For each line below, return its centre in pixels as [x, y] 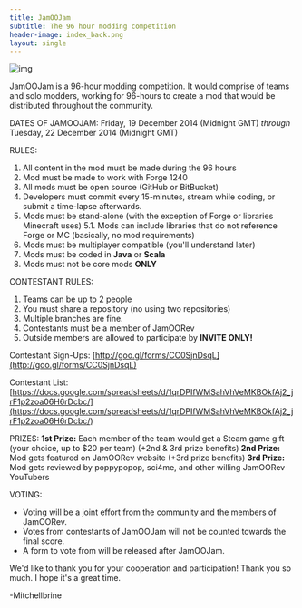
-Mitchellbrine [35, 595]
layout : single [38, 43]
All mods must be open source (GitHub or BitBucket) [121, 188]
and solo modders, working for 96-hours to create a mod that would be [142, 96]
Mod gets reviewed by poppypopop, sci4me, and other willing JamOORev [147, 468]
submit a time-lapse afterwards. [82, 207]
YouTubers [29, 478]
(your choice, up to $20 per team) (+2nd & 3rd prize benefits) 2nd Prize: [145, 449]
